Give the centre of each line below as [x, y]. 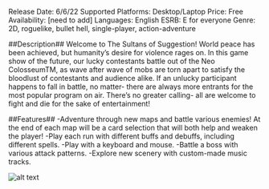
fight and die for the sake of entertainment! [79, 104]
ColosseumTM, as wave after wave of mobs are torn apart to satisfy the [127, 70]
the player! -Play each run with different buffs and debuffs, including [122, 136]
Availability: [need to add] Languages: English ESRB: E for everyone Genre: [132, 20]
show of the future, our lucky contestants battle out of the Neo [112, 61]
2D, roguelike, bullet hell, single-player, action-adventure [102, 28]
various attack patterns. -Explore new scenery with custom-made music [128, 153]
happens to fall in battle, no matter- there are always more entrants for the [131, 86]
